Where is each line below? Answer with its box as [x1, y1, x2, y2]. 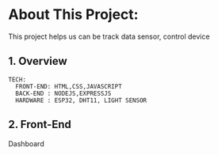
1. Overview [8, 55, 67, 68]
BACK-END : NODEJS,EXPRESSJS [15, 89, 112, 97]
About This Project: [8, 6, 139, 24]
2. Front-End [8, 118, 71, 131]
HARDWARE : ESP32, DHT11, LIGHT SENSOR [15, 96, 147, 104]
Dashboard [8, 138, 45, 148]
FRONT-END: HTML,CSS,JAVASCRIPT [15, 82, 123, 90]
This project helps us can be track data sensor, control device [8, 32, 210, 41]
